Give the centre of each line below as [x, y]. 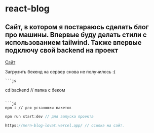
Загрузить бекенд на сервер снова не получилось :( [60, 72]
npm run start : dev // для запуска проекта [49, 117]
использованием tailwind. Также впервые [73, 42]
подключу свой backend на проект [62, 50]
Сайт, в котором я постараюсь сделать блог [77, 27]
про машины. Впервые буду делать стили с [76, 34]
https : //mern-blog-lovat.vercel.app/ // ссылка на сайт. [65, 125]
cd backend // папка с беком [35, 90]
